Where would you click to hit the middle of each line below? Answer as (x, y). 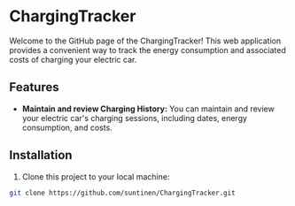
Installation (41, 155)
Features (34, 87)
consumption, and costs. (67, 127)
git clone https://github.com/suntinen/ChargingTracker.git (123, 193)
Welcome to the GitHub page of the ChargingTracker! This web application (145, 41)
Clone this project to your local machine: (96, 176)
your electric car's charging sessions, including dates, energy (135, 118)
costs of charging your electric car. (73, 59)
